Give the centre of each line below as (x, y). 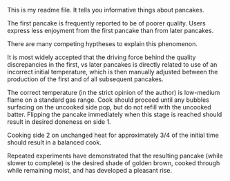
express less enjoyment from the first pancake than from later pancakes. (111, 31)
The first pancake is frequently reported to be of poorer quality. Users (106, 23)
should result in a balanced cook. (54, 142)
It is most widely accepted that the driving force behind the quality (102, 57)
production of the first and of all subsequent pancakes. (85, 79)
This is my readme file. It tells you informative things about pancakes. (106, 10)
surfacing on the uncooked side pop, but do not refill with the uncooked (109, 107)
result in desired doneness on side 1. (59, 122)
